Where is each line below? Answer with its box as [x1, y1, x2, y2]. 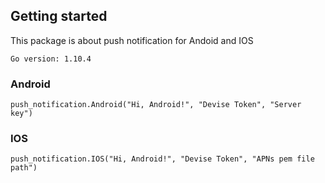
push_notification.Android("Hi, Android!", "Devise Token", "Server [10, 100, 302, 110]
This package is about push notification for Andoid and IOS [10, 34, 254, 46]
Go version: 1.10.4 [10, 54, 92, 64]
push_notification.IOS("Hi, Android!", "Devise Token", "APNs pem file [10, 154, 315, 164]
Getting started [10, 8, 108, 25]
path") [10, 163, 38, 173]
